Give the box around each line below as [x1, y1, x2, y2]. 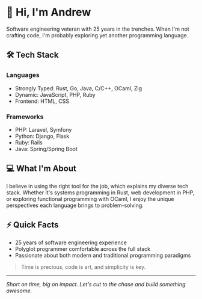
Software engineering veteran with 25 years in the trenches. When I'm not [6, 25, 189, 32]
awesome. [6, 287, 32, 294]
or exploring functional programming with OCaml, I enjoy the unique [6, 195, 174, 202]
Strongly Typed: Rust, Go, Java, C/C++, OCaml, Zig [14, 84, 142, 92]
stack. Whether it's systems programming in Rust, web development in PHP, [6, 189, 195, 196]
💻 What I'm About [6, 164, 76, 174]
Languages [6, 71, 40, 79]
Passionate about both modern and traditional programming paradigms [14, 251, 191, 259]
